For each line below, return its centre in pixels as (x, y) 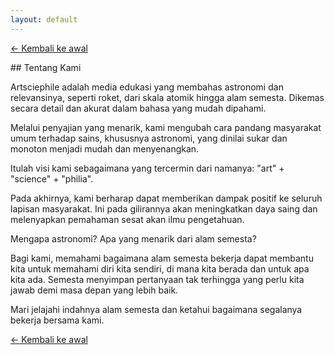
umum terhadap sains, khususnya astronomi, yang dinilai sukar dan (149, 138)
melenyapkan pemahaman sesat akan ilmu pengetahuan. (127, 219)
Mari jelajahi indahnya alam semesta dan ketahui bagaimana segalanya (156, 309)
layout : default (44, 19)
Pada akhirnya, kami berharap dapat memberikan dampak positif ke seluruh (166, 198)
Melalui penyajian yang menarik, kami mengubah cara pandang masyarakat (166, 127)
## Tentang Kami (46, 67)
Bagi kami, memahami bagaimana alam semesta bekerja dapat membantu (162, 258)
